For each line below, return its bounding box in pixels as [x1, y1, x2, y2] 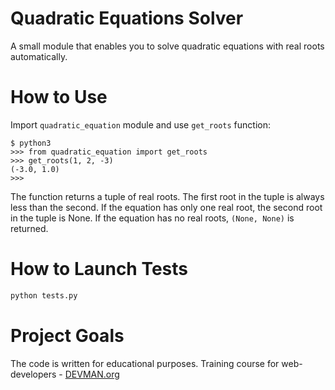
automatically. [10, 50, 68, 62]
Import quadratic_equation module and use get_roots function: [10, 118, 271, 131]
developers [10, 368, 57, 380]
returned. [10, 222, 49, 234]
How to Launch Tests [10, 258, 189, 281]
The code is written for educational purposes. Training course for [10, 357, 280, 369]
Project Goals [10, 324, 125, 347]
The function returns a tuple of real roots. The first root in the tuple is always [10, 190, 325, 202]
